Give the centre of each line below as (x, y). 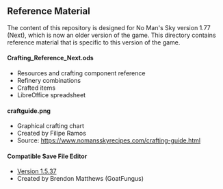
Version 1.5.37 (37, 171)
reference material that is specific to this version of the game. (94, 42)
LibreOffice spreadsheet (51, 95)
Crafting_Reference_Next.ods (50, 58)
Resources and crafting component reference (81, 73)
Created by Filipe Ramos (52, 134)
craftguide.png (29, 111)
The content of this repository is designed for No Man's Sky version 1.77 (109, 27)
